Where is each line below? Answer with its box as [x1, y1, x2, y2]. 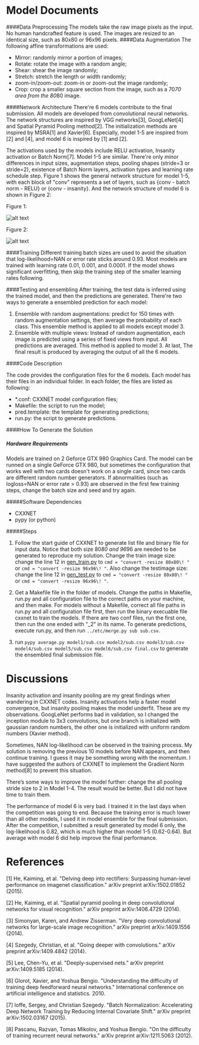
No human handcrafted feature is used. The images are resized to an [6, 29, 175, 36]
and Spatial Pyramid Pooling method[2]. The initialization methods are [6, 122, 177, 130]
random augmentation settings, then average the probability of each [14, 316, 182, 323]
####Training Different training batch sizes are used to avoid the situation [6, 249, 187, 256]
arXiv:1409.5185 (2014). [6, 965, 64, 973]
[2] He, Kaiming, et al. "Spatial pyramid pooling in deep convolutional [6, 899, 175, 906]
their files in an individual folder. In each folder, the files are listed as [6, 377, 173, 385]
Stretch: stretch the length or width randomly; [14, 73, 127, 80]
